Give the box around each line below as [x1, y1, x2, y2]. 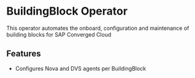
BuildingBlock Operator [6, 4, 128, 18]
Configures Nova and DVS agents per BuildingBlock [15, 65, 147, 72]
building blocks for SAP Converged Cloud [6, 30, 112, 38]
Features [6, 49, 41, 59]
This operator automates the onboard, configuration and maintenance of [6, 24, 189, 32]
